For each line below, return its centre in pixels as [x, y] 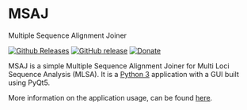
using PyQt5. [29, 82]
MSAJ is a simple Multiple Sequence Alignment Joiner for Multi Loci [119, 66]
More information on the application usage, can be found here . [110, 97]
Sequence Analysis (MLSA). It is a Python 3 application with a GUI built [123, 74]
